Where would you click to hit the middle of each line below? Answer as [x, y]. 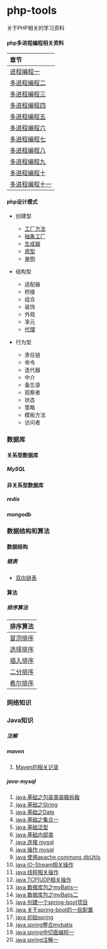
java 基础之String [36, 805]
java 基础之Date [35, 812]
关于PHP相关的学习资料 [36, 28]
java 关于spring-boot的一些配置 [54, 910]
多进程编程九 [28, 162]
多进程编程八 [28, 151]
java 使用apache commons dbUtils [58, 857]
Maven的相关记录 [37, 767]
